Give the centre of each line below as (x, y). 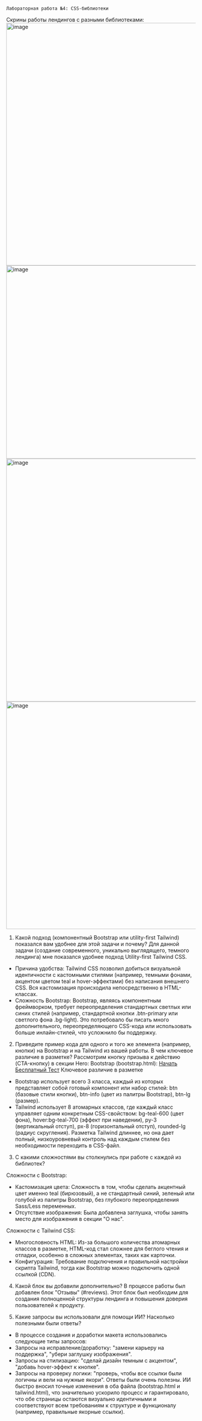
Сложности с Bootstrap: (37, 1175)
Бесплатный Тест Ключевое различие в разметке (79, 1070)
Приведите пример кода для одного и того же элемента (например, (103, 1044)
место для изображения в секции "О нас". (69, 1219)
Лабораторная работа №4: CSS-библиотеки (58, 8)
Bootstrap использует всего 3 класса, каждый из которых (89, 1081)
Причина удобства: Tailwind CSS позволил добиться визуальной (98, 968)
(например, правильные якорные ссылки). (70, 1412)
